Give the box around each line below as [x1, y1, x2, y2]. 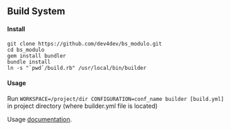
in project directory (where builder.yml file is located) [7, 102, 158, 110]
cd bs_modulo [7, 46, 45, 53]
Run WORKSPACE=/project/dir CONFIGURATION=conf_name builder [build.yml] [7, 94, 224, 102]
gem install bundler [7, 52, 67, 59]
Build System [7, 6, 66, 17]
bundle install [7, 58, 51, 65]
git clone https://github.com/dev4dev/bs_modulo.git [7, 40, 162, 47]
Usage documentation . [7, 115, 73, 123]
